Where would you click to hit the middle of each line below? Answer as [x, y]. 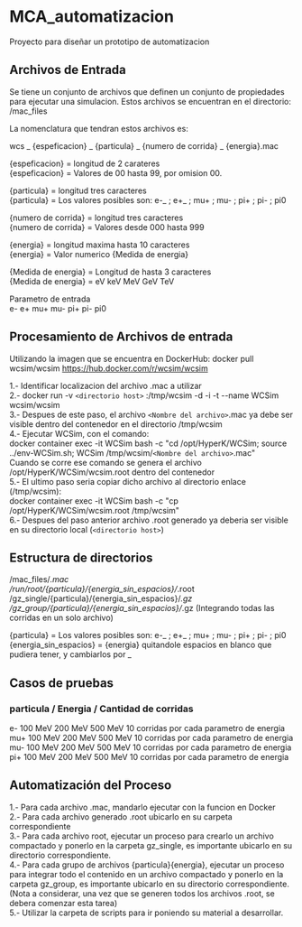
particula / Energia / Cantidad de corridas [101, 709]
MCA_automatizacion [92, 17]
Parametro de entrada [50, 299]
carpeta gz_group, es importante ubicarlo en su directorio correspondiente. [150, 884]
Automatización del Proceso [91, 786]
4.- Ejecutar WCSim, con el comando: [79, 433]
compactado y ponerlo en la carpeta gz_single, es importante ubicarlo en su [151, 845]
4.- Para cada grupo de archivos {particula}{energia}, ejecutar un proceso [147, 865]
